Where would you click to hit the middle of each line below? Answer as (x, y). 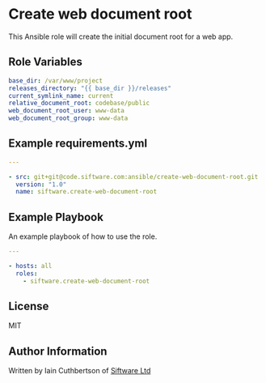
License (29, 306)
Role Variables (45, 62)
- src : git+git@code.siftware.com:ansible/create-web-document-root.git (133, 177)
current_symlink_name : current (61, 96)
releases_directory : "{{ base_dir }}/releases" (90, 88)
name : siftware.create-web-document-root (87, 192)
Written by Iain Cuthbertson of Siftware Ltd (80, 371)
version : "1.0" (41, 184)
